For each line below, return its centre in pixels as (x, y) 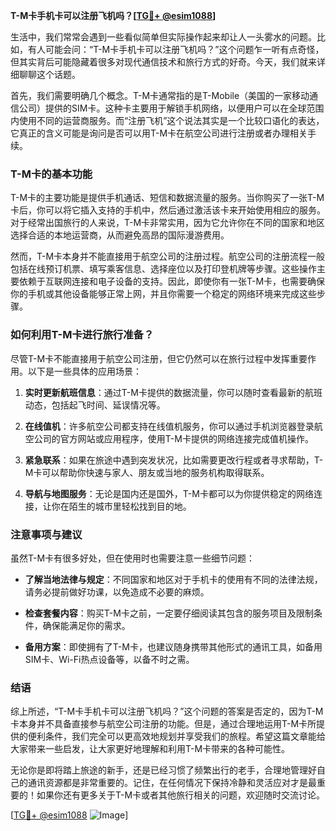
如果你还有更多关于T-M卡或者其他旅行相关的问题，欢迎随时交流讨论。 (181, 795)
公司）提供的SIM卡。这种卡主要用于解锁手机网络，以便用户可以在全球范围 (171, 108)
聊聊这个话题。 (49, 74)
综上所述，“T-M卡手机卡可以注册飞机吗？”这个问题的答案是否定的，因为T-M (167, 711)
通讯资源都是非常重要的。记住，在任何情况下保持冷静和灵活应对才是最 (172, 783)
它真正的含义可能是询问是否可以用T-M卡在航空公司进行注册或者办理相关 (159, 133)
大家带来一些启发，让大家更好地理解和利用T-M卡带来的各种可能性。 (150, 749)
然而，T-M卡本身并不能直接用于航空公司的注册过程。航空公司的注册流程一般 (168, 256)
